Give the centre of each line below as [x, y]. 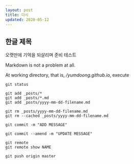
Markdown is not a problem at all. [40, 65]
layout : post [19, 10]
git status [17, 85]
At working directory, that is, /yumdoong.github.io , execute [67, 75]
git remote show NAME [28, 147]
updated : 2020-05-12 [27, 19]
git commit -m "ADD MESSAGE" [36, 125]
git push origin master [31, 156]
